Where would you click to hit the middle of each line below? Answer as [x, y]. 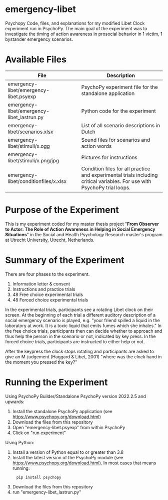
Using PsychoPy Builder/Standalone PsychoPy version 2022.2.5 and [76, 396]
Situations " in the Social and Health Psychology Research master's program [84, 234]
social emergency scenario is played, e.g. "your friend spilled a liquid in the [82, 320]
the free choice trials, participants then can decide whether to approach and [84, 331]
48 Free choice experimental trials [48, 294]
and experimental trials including [119, 175]
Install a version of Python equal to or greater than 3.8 [68, 452]
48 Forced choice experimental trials [50, 299]
